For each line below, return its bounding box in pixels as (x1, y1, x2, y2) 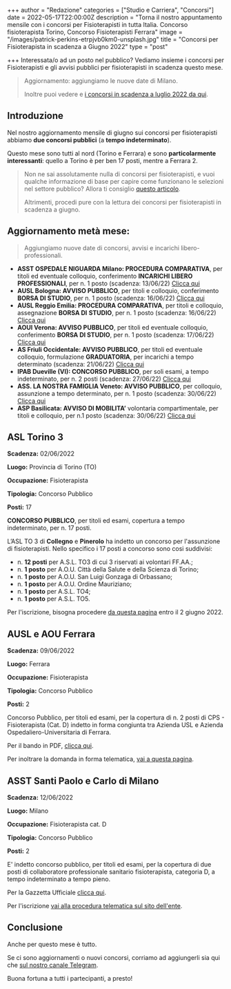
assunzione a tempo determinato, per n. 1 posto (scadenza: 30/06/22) (17, 389, 217, 397)
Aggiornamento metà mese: (7, 225, 130, 237)
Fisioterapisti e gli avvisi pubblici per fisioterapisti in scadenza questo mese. (7, 64, 223, 71)
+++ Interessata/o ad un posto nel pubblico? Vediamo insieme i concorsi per (7, 56, 224, 64)
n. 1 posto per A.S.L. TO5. (17, 594, 90, 603)
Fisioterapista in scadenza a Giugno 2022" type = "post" (7, 43, 168, 50)
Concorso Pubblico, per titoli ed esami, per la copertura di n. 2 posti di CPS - (7, 713, 225, 722)
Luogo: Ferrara (7, 660, 50, 668)
